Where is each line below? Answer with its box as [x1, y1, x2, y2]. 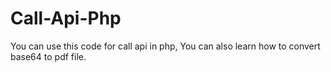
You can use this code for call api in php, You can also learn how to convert [10, 40, 321, 52]
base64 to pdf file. [10, 50, 87, 62]
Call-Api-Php [10, 7, 122, 30]
